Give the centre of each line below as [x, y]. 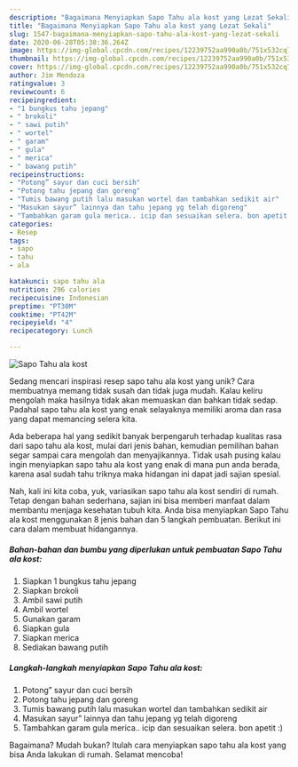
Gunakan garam [51, 619]
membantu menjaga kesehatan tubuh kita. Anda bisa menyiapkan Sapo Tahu [149, 510]
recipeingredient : [43, 100]
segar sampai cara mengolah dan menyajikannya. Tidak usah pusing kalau [145, 455]
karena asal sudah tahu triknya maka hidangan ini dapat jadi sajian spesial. [145, 474]
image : [21, 51]
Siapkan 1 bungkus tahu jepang [79, 581]
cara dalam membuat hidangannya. [74, 529]
